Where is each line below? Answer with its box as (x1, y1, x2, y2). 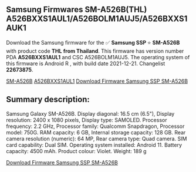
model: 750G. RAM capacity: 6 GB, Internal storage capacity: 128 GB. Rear (6, 129, 186, 136)
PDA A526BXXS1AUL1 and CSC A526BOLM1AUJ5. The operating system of (6, 53, 190, 60)
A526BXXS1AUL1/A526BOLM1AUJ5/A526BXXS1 (6, 14, 188, 24)
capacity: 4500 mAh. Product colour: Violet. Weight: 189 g (6, 147, 147, 154)
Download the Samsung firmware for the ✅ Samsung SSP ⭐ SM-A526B (6, 39, 180, 46)
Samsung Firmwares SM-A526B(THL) (6, 5, 147, 15)
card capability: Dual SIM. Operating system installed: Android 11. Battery (6, 141, 183, 149)
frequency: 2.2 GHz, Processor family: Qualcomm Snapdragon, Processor (6, 123, 185, 130)
